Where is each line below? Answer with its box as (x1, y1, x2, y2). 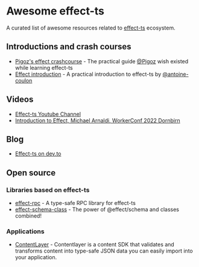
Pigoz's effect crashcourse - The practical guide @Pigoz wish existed (14, 57, 189, 64)
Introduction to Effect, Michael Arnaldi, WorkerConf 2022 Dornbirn (14, 116, 180, 124)
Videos (6, 95, 34, 105)
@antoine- (162, 71, 189, 78)
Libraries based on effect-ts (6, 186, 90, 194)
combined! (14, 212, 42, 219)
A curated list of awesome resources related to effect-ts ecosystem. (6, 24, 176, 31)
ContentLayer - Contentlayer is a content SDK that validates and (14, 241, 175, 248)
